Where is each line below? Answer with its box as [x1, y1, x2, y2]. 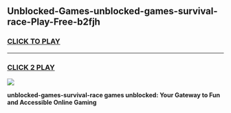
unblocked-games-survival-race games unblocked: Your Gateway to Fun [7, 90, 221, 99]
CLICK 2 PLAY [7, 62, 55, 72]
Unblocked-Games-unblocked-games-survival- [7, 5, 218, 17]
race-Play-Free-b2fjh [7, 16, 101, 28]
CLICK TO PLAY [7, 37, 60, 47]
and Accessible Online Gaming [7, 98, 97, 106]
